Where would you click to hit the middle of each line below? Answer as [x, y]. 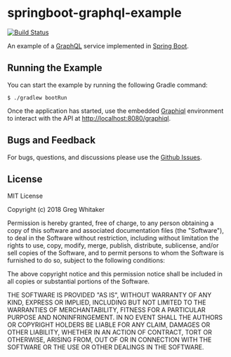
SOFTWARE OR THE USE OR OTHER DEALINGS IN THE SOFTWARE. [106, 347]
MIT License [25, 196]
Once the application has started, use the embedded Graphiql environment [115, 111]
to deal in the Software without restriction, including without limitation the [113, 238]
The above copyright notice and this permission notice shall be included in [115, 274]
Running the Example [55, 68]
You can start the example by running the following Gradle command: [108, 85]
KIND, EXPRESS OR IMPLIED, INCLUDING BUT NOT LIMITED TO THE [107, 302]
